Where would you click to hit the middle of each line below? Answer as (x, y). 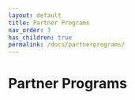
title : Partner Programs (49, 23)
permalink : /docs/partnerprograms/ (67, 45)
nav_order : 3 (30, 30)
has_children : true (40, 37)
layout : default (35, 15)
